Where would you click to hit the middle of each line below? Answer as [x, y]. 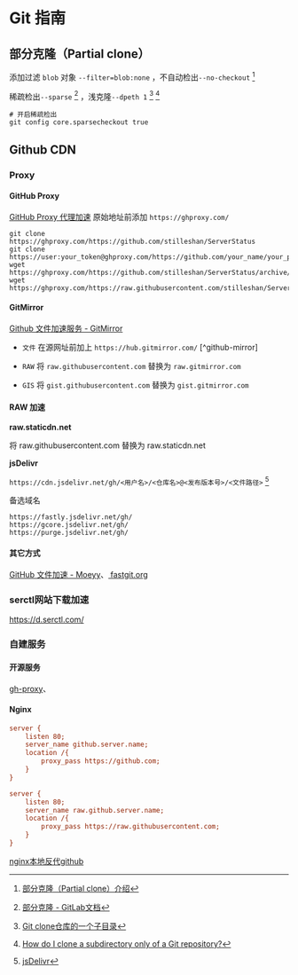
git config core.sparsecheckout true [79, 122]
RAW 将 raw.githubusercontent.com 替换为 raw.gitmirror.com [131, 366]
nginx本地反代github [47, 861]
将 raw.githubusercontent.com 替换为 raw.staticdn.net [108, 445]
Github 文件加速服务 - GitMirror [66, 328]
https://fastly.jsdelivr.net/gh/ [71, 517]
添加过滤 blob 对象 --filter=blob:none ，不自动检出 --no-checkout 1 [132, 76]
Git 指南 [38, 18]
